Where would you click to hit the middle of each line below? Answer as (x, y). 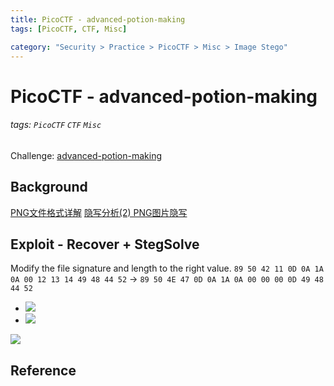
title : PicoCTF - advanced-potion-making (98, 19)
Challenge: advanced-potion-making (86, 155)
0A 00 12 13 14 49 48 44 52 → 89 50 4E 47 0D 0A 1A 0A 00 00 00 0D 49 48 (167, 279)
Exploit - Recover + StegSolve (105, 244)
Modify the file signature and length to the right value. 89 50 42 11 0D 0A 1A (167, 268)
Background (49, 187)
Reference (43, 370)
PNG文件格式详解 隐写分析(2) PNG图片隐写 (99, 212)
